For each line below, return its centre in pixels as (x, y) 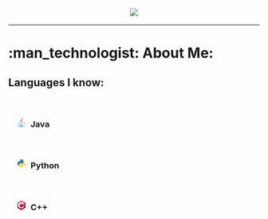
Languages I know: (56, 82)
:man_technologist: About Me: (111, 53)
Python (45, 166)
